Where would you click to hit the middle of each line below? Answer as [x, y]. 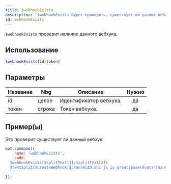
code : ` [22, 158]
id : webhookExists [25, 19]
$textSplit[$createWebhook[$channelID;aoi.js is [62, 168]
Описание [91, 92]
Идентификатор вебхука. [91, 100]
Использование [32, 50]
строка [46, 109]
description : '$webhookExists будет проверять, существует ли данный [81, 15]
